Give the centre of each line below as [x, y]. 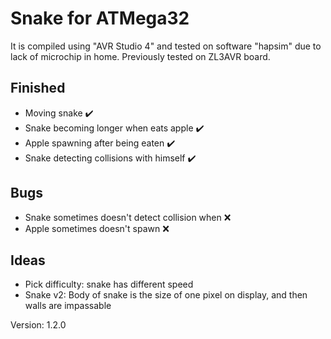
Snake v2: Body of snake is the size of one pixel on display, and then [166, 295]
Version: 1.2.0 [38, 325]
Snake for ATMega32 [100, 18]
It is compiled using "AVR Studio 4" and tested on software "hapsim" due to [166, 46]
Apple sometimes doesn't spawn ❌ [97, 228]
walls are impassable [68, 306]
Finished [38, 88]
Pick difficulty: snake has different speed [109, 284]
